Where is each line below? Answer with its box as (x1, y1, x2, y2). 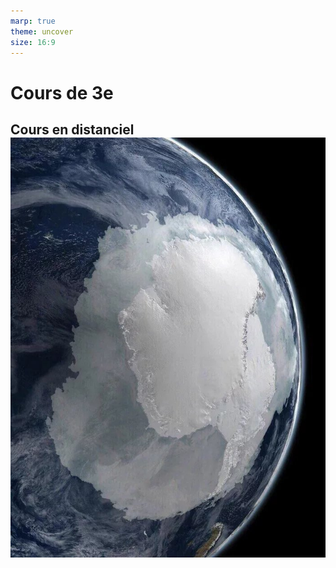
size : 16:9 (10, 37, 56, 47)
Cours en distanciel (10, 121, 135, 138)
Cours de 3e (10, 81, 114, 104)
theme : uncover (10, 26, 74, 37)
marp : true (10, 16, 56, 26)
